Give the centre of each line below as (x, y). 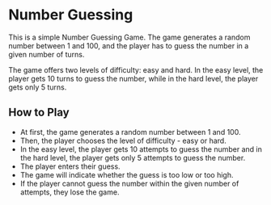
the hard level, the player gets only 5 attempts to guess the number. (133, 157)
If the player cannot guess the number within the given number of (129, 183)
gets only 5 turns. (38, 87)
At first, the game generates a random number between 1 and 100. (130, 132)
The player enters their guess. (70, 166)
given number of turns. (47, 54)
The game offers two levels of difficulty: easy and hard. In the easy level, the (136, 69)
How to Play (39, 113)
